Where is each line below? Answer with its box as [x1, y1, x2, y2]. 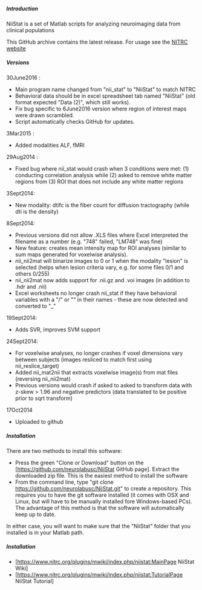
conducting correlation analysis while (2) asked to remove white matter [15, 171, 192, 178]
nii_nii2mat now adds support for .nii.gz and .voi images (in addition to [15, 276, 191, 283]
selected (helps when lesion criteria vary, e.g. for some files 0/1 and [15, 263, 184, 271]
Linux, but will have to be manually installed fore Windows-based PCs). [15, 498, 192, 505]
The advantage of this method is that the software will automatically [15, 504, 184, 511]
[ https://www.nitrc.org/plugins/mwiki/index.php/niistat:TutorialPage [15, 571, 183, 578]
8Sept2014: [6, 219, 35, 227]
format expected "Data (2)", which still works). [15, 98, 131, 106]
